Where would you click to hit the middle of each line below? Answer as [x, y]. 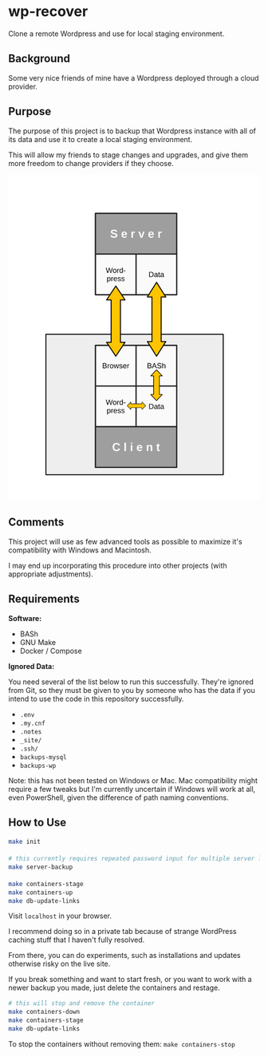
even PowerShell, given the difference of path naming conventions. [118, 798]
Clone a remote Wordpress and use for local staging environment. [116, 34]
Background [39, 59]
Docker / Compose [51, 651]
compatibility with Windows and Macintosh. [80, 550]
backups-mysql [43, 757]
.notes [31, 732]
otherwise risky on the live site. [59, 964]
